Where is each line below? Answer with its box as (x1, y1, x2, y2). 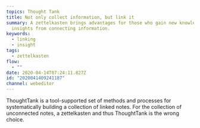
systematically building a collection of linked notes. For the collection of (6, 104, 182, 110)
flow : (6, 58, 20, 64)
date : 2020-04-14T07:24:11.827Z (6, 70, 86, 76)
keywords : (6, 31, 31, 37)
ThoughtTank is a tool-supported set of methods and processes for (6, 97, 171, 104)
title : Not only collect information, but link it (6, 14, 135, 20)
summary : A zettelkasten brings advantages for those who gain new (6, 20, 177, 26)
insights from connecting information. (11, 25, 111, 32)
